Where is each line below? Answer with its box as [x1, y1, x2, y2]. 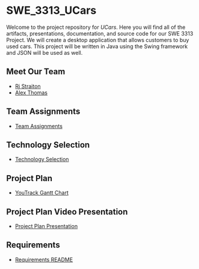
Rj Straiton [14, 82, 41, 90]
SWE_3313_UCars [6, 4, 97, 17]
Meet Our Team [6, 67, 66, 77]
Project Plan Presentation [14, 223, 78, 229]
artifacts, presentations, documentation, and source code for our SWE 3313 [6, 29, 194, 37]
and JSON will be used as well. [6, 49, 83, 56]
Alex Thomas [14, 88, 48, 96]
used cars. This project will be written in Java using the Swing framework [6, 43, 188, 50]
